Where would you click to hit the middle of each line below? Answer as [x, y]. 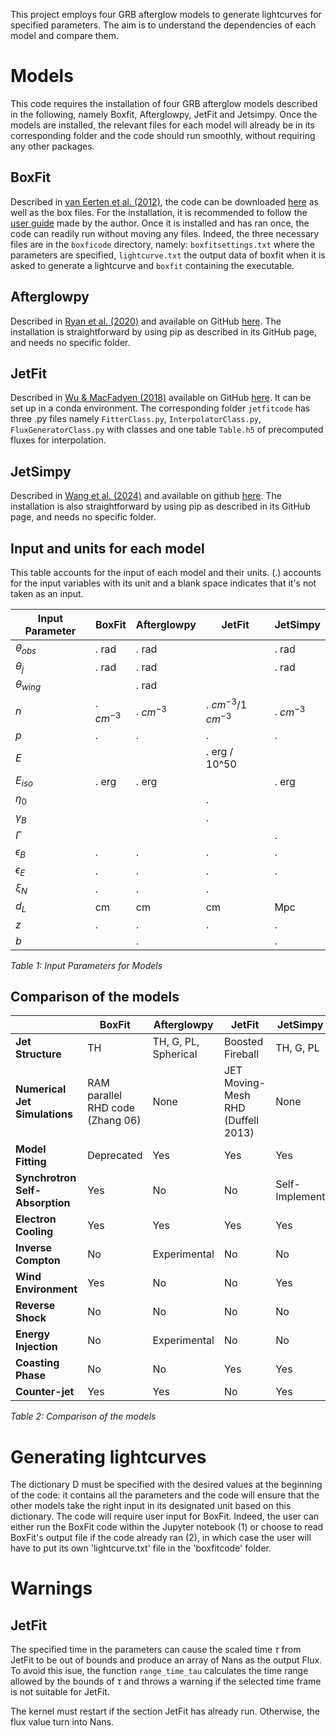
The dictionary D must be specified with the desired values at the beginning [166, 1485]
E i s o [24, 781]
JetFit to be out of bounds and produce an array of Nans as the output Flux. [166, 1660]
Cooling [34, 1232]
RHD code [111, 1108]
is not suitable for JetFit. [60, 1692]
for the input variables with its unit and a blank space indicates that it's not [163, 583]
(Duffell [241, 1121]
